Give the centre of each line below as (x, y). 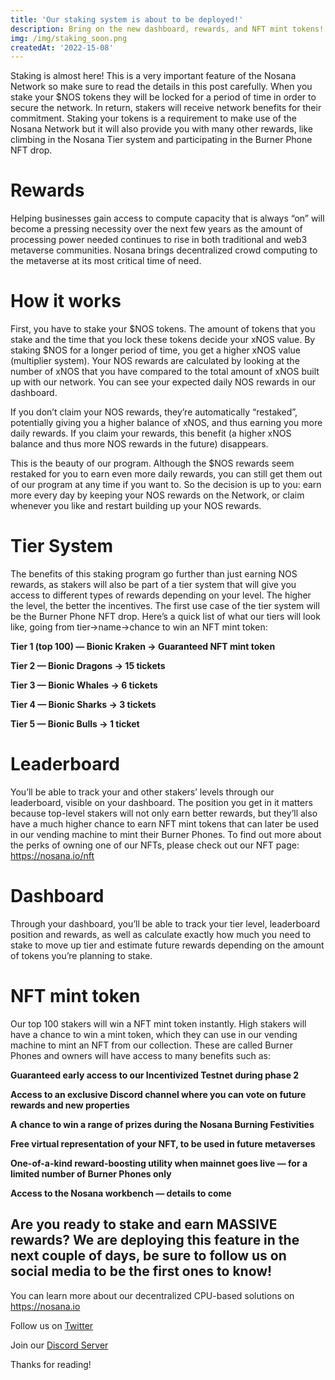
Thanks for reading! (51, 1364)
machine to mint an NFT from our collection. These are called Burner (151, 1045)
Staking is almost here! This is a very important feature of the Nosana (153, 76)
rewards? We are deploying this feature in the (155, 1240)
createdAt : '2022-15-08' (62, 47)
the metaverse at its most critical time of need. (106, 261)
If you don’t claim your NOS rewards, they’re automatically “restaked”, (154, 412)
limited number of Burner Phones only (91, 1173)
